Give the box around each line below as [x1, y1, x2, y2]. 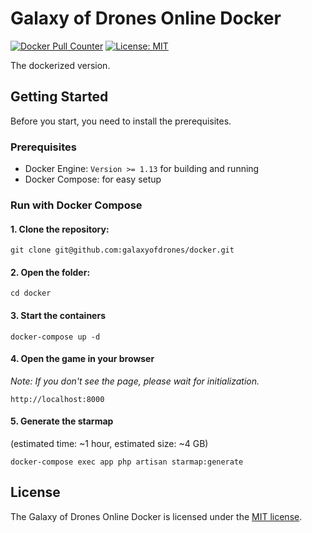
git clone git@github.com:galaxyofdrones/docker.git [10, 245, 235, 256]
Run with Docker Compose [10, 198, 143, 212]
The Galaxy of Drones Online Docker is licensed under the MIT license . [10, 510, 303, 522]
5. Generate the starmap [10, 415, 114, 427]
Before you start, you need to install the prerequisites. [10, 115, 232, 127]
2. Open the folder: [10, 266, 91, 278]
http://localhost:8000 [10, 394, 105, 404]
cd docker [10, 288, 52, 299]
